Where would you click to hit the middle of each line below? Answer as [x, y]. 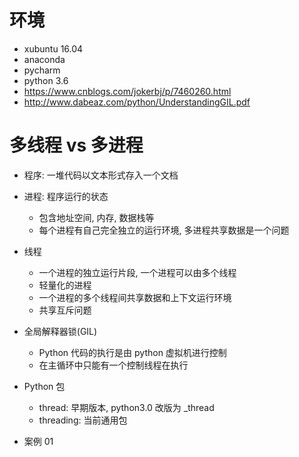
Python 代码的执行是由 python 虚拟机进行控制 [132, 352]
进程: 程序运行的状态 [66, 196]
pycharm [42, 70]
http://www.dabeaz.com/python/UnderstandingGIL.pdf [137, 102]
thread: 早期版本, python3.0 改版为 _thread [126, 407]
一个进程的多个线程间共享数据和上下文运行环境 [135, 297]
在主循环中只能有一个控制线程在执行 [113, 365]
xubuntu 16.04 [53, 48]
